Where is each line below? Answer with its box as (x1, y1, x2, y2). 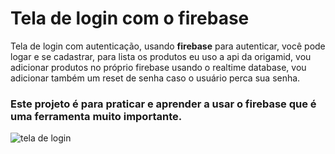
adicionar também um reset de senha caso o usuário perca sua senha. (10, 72, 301, 84)
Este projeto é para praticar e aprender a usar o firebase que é (10, 97, 317, 111)
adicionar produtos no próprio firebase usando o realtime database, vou (10, 61, 307, 73)
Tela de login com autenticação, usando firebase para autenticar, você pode (10, 40, 326, 52)
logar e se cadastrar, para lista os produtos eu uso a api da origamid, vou (10, 50, 312, 62)
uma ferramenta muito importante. (10, 109, 183, 123)
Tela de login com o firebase (10, 7, 250, 30)
